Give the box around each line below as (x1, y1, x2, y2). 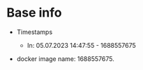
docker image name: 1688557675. (16, 54, 114, 63)
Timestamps (16, 28, 53, 36)
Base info (6, 5, 62, 21)
